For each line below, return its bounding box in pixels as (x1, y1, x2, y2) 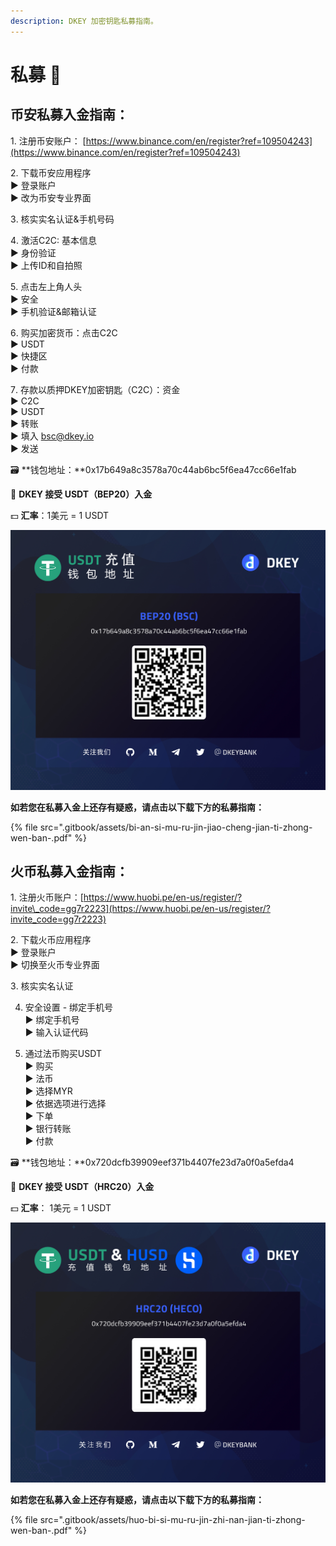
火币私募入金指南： (10, 863, 129, 880)
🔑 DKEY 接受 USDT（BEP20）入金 (10, 488, 153, 500)
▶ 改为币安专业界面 (10, 191, 92, 204)
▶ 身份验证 (10, 246, 57, 259)
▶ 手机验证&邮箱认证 (10, 305, 97, 317)
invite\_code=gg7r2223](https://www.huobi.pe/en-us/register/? (10, 903, 271, 915)
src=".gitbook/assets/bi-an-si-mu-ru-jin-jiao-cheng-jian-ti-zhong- (39, 821, 313, 833)
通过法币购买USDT (24, 1048, 102, 1060)
